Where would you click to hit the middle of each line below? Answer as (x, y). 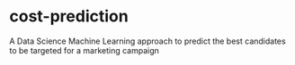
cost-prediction (69, 16)
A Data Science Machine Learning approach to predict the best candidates (147, 41)
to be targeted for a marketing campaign (85, 50)
